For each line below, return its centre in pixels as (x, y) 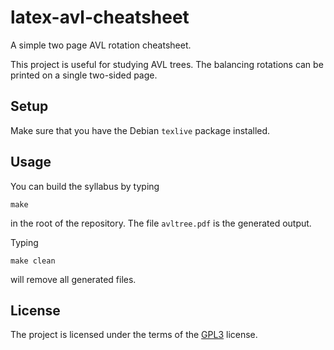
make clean (33, 261)
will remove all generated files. (73, 279)
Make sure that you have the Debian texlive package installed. (140, 130)
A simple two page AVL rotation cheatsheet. (101, 45)
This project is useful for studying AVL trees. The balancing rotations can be (167, 64)
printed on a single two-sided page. (84, 75)
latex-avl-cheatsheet (100, 17)
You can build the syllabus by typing (85, 186)
